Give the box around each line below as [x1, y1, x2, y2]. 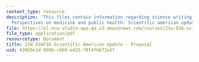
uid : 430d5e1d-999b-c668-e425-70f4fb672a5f [6, 47, 115, 53]
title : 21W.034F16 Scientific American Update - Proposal [6, 42, 152, 48]
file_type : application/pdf [6, 31, 76, 37]
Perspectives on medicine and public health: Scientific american [11, 19, 179, 25]
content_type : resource [6, 8, 65, 15]
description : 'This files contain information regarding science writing [6, 14, 192, 20]
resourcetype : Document [6, 36, 65, 42]
